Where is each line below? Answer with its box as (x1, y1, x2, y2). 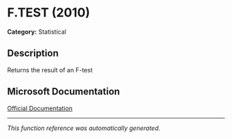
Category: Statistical (7, 28, 67, 36)
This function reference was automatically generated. (7, 124, 161, 132)
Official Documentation (7, 104, 73, 112)
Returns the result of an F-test (7, 65, 93, 74)
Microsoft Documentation (7, 86, 120, 98)
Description (7, 47, 59, 59)
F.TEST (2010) (7, 5, 90, 21)
